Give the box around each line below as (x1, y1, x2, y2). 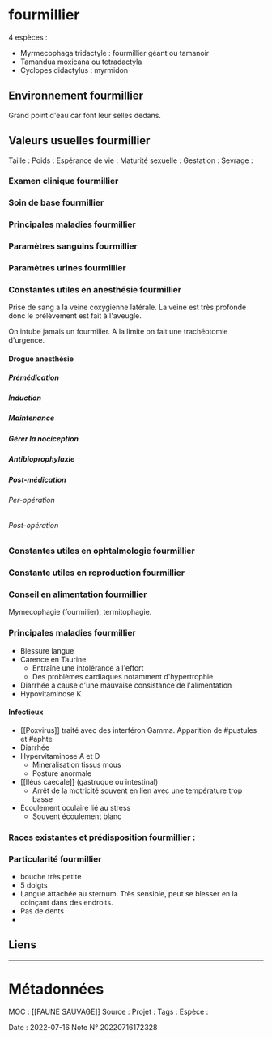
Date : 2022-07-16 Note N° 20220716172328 (8, 1022, 158, 1032)
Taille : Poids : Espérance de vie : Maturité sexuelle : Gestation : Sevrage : (8, 155, 253, 165)
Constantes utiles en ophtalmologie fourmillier (8, 545, 196, 556)
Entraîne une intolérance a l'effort (32, 662, 144, 673)
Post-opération (8, 520, 59, 530)
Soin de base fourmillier (8, 197, 104, 208)
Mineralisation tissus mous (32, 760, 121, 769)
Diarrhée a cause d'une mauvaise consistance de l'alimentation (19, 680, 232, 690)
